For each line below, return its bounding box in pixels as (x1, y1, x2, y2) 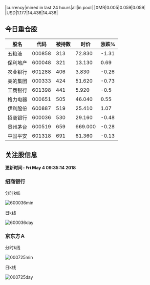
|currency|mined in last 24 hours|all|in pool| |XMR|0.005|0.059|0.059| (5, 5, 146, 10)
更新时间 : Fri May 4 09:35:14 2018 (5, 164, 76, 170)
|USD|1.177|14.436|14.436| (5, 10, 58, 16)
